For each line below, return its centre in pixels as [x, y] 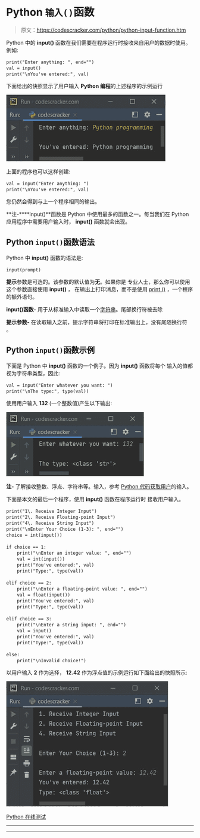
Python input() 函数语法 [51, 242]
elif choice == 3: [29, 619]
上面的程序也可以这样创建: [38, 172]
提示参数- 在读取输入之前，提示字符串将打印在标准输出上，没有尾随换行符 [97, 322]
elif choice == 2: [29, 583]
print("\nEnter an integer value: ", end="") [74, 553]
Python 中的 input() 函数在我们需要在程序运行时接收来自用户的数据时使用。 [99, 42]
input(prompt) [24, 270]
